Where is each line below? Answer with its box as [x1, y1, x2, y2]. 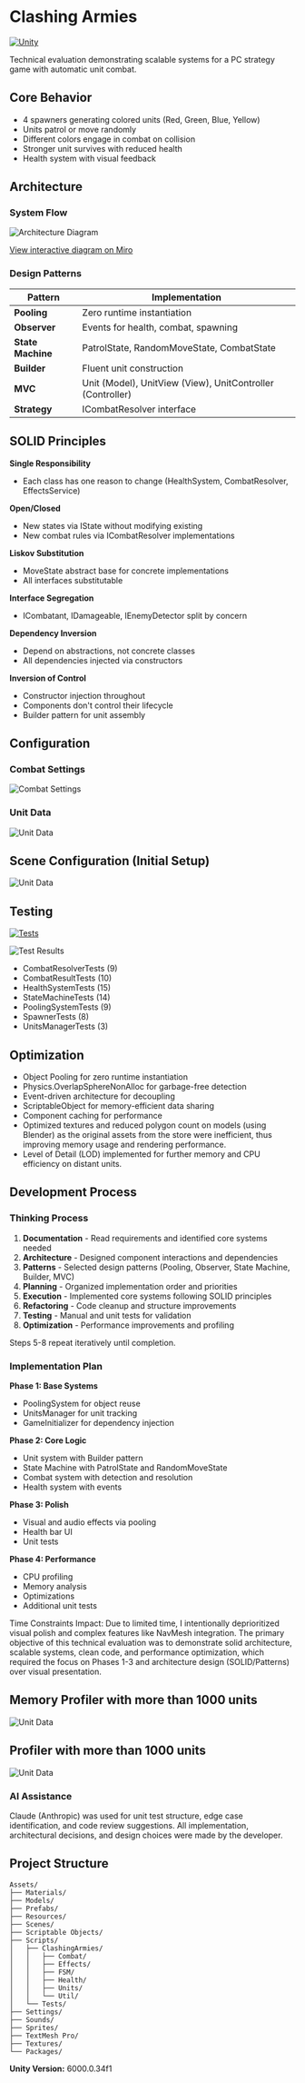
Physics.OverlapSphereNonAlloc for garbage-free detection [22, 1081, 247, 1091]
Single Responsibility [9, 457, 92, 469]
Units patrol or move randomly [22, 124, 137, 135]
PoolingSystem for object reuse [22, 1398, 141, 1409]
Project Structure [9, 1856, 109, 1871]
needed [22, 1242, 52, 1253]
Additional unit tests [22, 1600, 98, 1610]
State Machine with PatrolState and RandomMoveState [22, 1461, 228, 1473]
